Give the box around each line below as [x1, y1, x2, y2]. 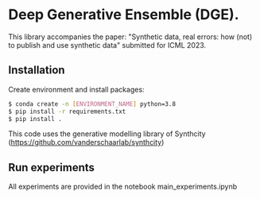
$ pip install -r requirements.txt [8, 107, 126, 115]
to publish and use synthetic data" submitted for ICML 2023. [8, 40, 207, 49]
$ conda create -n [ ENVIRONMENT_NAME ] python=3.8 [8, 99, 177, 108]
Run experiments [8, 161, 95, 174]
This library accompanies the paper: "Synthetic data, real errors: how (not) [8, 32, 253, 41]
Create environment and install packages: [8, 84, 145, 94]
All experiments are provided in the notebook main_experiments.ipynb [8, 181, 238, 192]
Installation [8, 64, 65, 77]
